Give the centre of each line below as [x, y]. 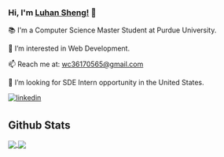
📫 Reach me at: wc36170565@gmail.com [76, 64]
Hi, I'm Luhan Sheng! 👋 [52, 13]
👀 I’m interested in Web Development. [69, 49]
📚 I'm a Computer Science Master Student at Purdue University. [112, 30]
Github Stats [39, 125]
